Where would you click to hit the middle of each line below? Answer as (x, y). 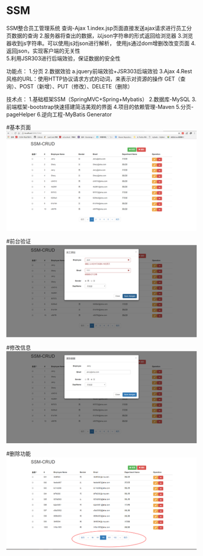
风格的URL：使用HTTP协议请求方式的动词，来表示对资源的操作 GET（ (93, 79)
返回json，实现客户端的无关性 (43, 51)
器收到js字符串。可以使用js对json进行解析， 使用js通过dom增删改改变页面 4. (101, 43)
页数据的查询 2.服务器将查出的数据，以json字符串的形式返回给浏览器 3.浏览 (100, 35)
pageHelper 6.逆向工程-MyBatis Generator (59, 114)
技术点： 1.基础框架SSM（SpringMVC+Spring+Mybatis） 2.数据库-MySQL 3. (101, 99)
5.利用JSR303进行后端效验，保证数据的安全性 (63, 58)
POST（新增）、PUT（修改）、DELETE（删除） (76, 86)
